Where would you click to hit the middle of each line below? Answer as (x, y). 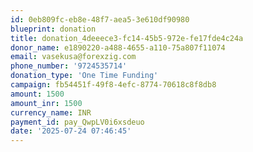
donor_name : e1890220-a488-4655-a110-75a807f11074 (118, 47)
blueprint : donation (53, 29)
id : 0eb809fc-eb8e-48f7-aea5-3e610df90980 (100, 19)
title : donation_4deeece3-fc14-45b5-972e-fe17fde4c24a (127, 38)
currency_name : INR (51, 112)
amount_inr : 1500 (46, 103)
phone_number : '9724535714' (69, 66)
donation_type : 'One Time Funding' (84, 76)
